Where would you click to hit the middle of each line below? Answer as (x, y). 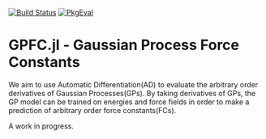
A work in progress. (41, 126)
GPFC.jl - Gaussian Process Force (124, 45)
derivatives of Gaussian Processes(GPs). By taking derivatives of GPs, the (132, 93)
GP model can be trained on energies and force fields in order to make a (129, 102)
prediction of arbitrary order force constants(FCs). (92, 110)
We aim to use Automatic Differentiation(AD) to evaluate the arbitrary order (133, 84)
